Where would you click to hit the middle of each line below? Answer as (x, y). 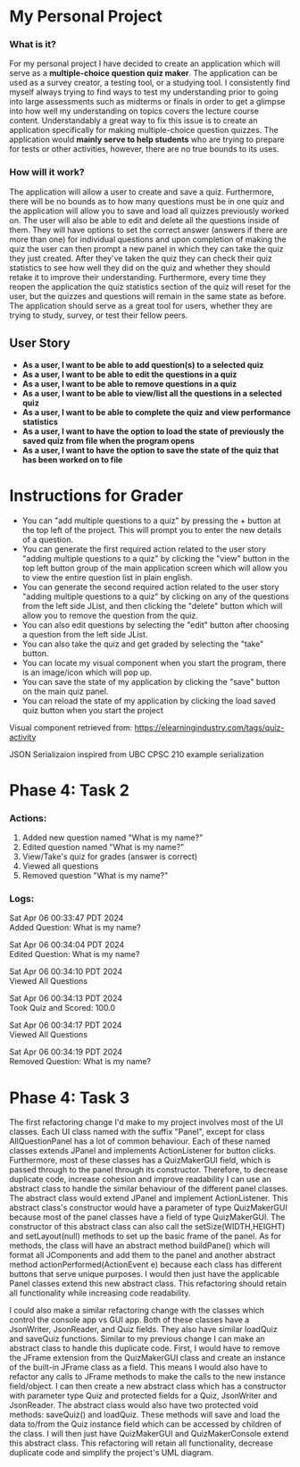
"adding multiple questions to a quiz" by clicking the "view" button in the (156, 558)
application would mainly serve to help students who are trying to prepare (147, 139)
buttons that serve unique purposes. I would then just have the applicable (144, 1274)
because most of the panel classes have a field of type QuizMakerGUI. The (147, 1217)
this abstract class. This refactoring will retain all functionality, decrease (142, 1443)
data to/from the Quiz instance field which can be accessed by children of (146, 1424)
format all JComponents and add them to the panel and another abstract (142, 1255)
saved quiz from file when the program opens (108, 440)
